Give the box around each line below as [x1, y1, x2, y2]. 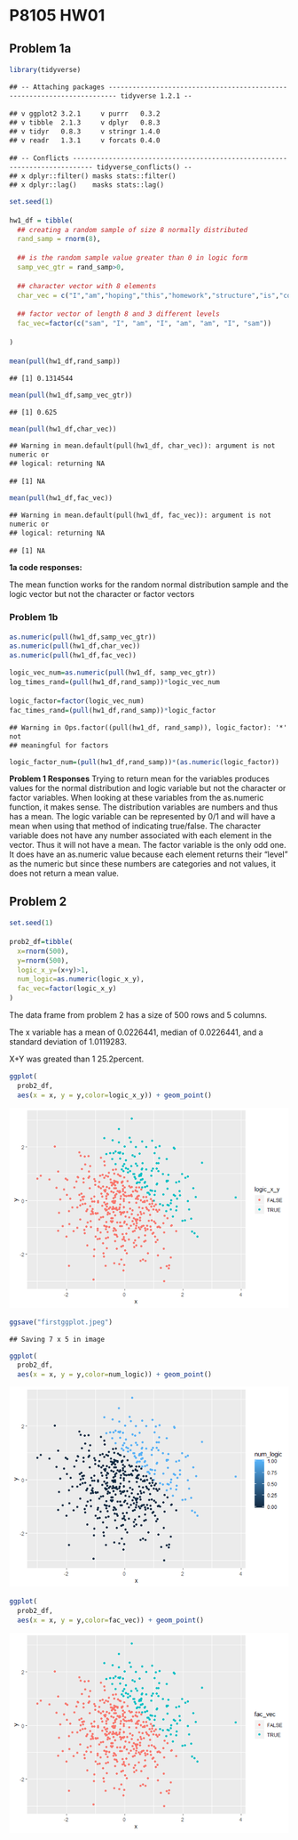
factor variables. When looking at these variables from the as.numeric [9, 793, 264, 803]
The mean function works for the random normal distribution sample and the [9, 579, 289, 590]
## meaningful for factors [9, 740, 109, 750]
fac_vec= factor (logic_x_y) [17, 984, 117, 993]
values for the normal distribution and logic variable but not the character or [9, 783, 286, 794]
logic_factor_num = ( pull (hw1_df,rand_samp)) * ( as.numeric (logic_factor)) [9, 757, 279, 766]
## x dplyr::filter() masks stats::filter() [9, 171, 176, 181]
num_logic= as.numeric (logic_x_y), [17, 975, 145, 984]
